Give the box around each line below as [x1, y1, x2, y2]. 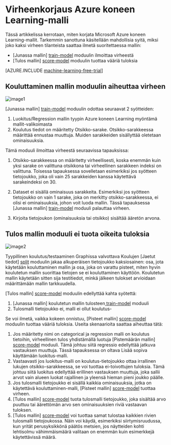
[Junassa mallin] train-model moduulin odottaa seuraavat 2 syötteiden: [5, 106, 154, 112]
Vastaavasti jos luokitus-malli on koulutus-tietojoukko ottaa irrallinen [12, 358, 156, 364]
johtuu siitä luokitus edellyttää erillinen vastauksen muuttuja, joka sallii [12, 369, 160, 375]
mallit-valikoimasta [12, 121, 53, 127]
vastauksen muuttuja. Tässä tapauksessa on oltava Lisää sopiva [12, 347, 148, 353]
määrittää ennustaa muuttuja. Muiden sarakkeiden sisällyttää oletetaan [12, 132, 161, 138]
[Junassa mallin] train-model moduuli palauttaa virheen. [12, 205, 131, 211]
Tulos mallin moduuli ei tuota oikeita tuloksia [5, 230, 150, 239]
